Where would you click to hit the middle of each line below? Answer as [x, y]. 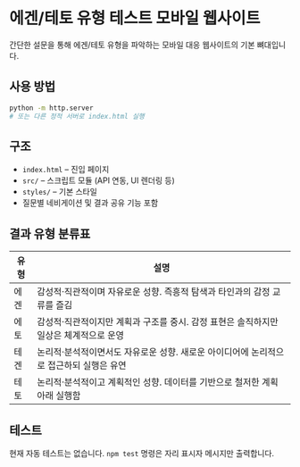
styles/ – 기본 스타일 [60, 192]
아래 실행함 [59, 396]
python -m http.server [51, 108]
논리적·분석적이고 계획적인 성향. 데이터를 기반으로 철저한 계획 [158, 382]
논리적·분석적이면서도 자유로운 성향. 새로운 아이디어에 [143, 352]
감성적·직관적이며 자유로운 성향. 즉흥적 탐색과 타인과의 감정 [154, 292]
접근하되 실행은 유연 [87, 365]
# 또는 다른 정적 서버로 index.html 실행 [77, 116]
